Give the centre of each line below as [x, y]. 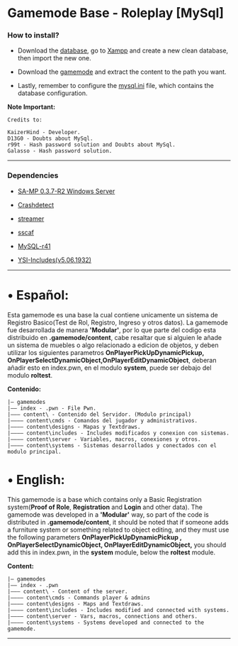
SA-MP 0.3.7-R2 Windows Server [66, 191]
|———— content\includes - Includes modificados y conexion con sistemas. [119, 433]
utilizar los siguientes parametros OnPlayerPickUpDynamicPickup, [106, 352]
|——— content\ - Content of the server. [68, 591]
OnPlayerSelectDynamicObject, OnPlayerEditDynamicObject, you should [117, 544]
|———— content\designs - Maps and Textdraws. [75, 604]
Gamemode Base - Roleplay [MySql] [116, 13]
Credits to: [25, 120]
